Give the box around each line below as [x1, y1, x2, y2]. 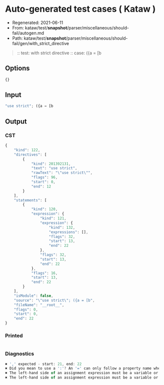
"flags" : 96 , [31, 175, 58, 180]
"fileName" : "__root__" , [14, 302, 64, 307]
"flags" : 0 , [14, 307, 38, 312]
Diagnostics [5, 350, 34, 357]
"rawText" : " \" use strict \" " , [31, 170, 93, 175]
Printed [5, 332, 23, 339]
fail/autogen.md [12, 30, 44, 36]
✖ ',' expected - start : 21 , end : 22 [5, 361, 82, 366]
